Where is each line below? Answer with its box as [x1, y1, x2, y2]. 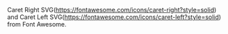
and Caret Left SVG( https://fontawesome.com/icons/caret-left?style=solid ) [7, 13, 221, 21]
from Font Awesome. [7, 20, 67, 28]
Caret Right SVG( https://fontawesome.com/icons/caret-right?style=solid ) [7, 6, 217, 14]
